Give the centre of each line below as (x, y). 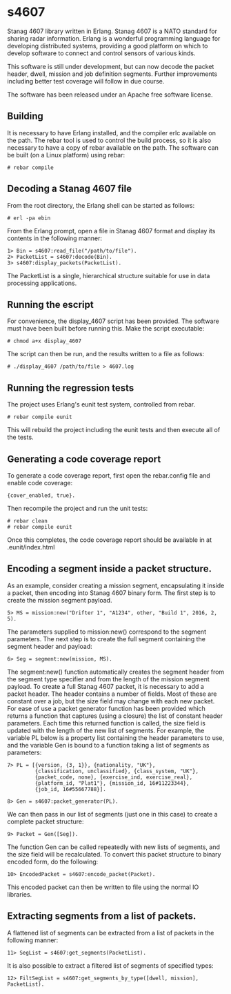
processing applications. (42, 283)
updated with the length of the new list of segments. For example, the (106, 730)
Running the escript (51, 304)
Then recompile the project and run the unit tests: (78, 508)
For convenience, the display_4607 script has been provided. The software (113, 321)
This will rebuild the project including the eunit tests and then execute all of (114, 430)
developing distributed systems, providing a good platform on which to (108, 46)
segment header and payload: (50, 646)
